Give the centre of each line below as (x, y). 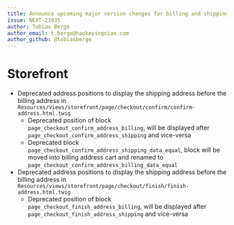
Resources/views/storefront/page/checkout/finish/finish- (103, 186)
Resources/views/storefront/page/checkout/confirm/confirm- (106, 108)
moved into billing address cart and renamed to (95, 157)
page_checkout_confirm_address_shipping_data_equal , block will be (124, 150)
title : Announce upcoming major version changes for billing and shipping (118, 14)
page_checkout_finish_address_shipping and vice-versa (108, 214)
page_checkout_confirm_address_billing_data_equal (103, 165)
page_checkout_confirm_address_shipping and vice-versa (109, 135)
